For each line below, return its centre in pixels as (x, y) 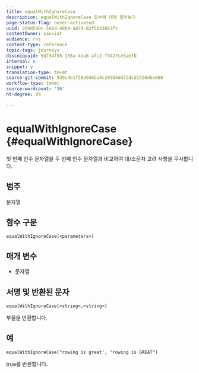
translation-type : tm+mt (37, 72)
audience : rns (24, 39)
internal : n (21, 61)
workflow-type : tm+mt (33, 84)
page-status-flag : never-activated (50, 23)
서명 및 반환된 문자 (38, 292)
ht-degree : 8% (24, 94)
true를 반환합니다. (27, 364)
